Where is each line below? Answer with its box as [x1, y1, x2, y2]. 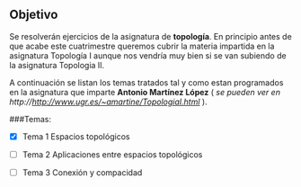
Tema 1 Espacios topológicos [22, 130, 130, 142]
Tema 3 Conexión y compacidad [22, 166, 143, 178]
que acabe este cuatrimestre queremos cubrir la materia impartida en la [9, 40, 275, 51]
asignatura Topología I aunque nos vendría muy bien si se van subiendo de [9, 49, 287, 61]
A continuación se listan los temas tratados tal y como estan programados [9, 76, 284, 88]
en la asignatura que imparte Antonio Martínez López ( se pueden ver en [9, 86, 281, 97]
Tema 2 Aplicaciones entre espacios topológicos [22, 148, 203, 160]
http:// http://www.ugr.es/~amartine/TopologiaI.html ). [9, 96, 208, 107]
